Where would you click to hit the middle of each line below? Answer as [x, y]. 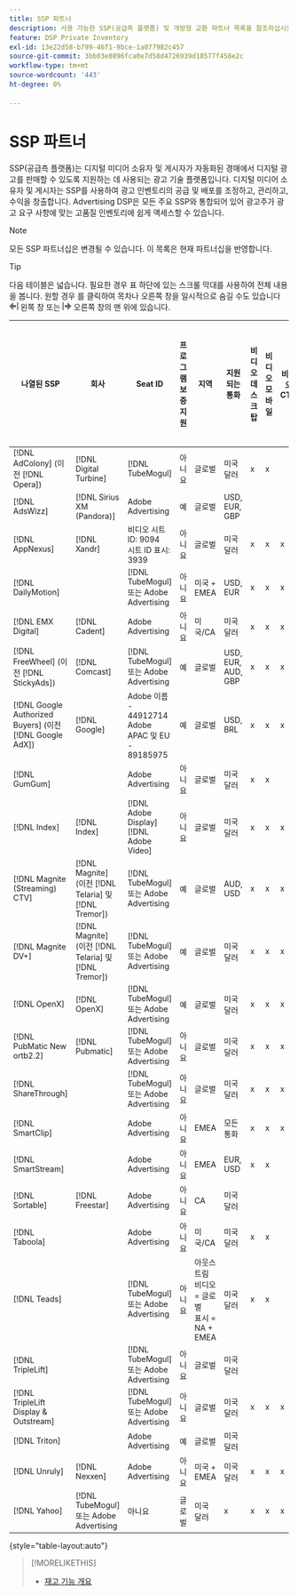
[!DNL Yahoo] [38, 1511]
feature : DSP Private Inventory [69, 37]
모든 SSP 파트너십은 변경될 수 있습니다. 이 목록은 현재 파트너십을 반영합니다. [141, 248]
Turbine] [91, 478]
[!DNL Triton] [37, 1441]
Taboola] [29, 1241]
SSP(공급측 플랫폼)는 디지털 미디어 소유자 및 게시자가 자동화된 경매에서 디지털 [144, 168]
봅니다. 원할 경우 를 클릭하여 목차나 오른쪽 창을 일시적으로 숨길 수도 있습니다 [149, 296]
